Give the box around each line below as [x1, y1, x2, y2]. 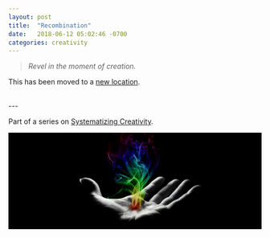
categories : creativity [8, 39, 88, 47]
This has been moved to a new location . [8, 77, 141, 87]
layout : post [8, 13, 52, 21]
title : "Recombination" [8, 21, 92, 30]
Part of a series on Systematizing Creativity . [8, 117, 154, 126]
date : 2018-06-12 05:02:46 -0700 [8, 30, 128, 38]
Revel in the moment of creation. [27, 61, 137, 72]
